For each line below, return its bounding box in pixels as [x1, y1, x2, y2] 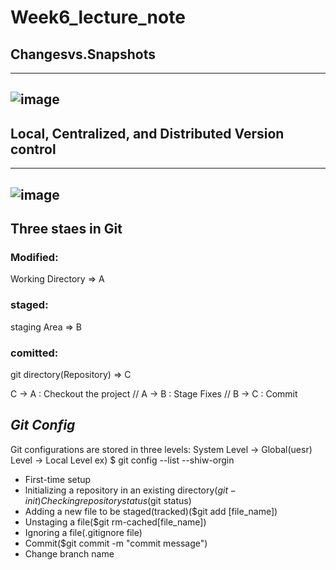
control [10, 141, 57, 158]
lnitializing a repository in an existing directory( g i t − [24, 484, 237, 496]
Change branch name [24, 547, 115, 560]
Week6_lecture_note [10, 6, 186, 29]
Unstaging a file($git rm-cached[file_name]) [24, 516, 207, 528]
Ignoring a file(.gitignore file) [24, 526, 143, 538]
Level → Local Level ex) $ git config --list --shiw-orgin [10, 454, 235, 466]
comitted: [10, 346, 59, 360]
